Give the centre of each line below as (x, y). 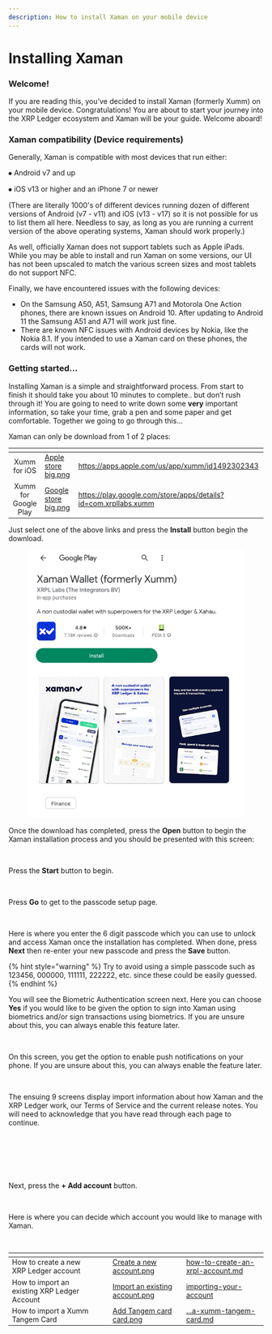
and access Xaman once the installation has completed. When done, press (133, 942)
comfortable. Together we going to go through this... (96, 420)
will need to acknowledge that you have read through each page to (120, 1114)
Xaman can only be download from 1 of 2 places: (90, 436)
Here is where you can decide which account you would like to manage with (135, 1216)
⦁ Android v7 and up (42, 173)
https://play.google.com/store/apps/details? (151, 494)
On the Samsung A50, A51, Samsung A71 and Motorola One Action (131, 304)
